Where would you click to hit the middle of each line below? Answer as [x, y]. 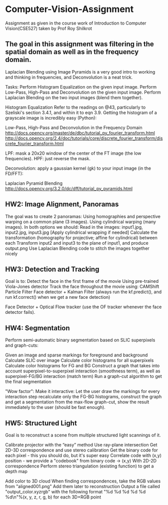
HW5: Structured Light [41, 423]
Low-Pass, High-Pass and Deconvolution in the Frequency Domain [74, 127]
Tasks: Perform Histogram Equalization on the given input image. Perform [81, 87]
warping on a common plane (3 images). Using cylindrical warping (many [81, 222]
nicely [11, 253]
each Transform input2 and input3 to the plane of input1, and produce [77, 243]
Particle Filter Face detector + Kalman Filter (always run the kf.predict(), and [83, 292]
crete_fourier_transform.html [34, 143]
